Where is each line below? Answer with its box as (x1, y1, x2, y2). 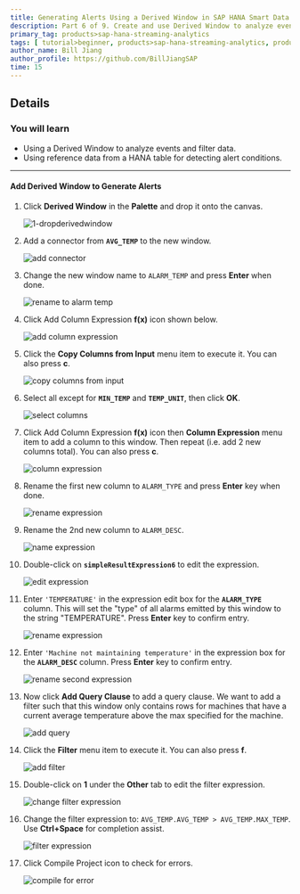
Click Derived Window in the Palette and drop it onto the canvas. (22, 201, 264, 211)
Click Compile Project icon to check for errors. (22, 857, 194, 868)
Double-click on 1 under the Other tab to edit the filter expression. (22, 779, 265, 790)
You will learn (10, 122, 70, 135)
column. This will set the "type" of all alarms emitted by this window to (22, 603, 281, 613)
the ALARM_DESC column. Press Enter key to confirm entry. (22, 656, 232, 667)
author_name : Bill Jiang (10, 46, 102, 55)
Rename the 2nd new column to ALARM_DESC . (22, 524, 185, 535)
